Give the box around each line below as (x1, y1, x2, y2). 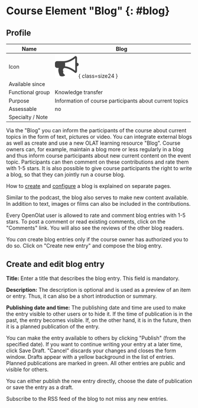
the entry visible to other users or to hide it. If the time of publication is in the (6, 310, 193, 318)
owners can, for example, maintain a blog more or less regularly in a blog (6, 145, 184, 152)
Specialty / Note (8, 114, 48, 120)
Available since (8, 81, 46, 87)
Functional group (8, 89, 50, 96)
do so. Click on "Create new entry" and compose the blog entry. (6, 242, 163, 249)
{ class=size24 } (78, 72, 118, 79)
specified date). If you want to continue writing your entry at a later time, (6, 341, 183, 348)
